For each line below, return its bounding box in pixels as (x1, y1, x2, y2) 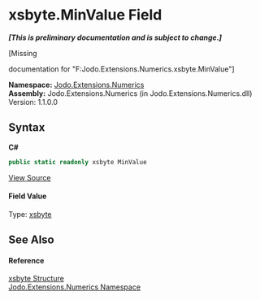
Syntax (8, 120, 45, 135)
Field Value (8, 191, 47, 201)
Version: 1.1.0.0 (8, 97, 58, 107)
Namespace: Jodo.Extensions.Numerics (8, 80, 145, 89)
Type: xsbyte (8, 209, 52, 219)
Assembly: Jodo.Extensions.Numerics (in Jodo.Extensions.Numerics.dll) (8, 88, 253, 98)
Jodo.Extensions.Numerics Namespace (8, 282, 141, 292)
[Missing (8, 48, 38, 58)
